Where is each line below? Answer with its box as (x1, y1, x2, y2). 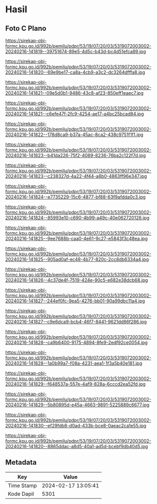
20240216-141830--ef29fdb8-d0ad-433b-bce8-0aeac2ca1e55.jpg (5, 423, 147, 428)
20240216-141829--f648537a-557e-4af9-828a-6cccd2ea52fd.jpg (5, 381, 146, 387)
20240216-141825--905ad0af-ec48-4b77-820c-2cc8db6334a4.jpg (5, 256, 149, 262)
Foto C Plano (5, 24, 47, 33)
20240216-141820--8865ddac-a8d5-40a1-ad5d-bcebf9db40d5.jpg (5, 444, 148, 449)
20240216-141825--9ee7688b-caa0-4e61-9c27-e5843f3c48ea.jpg (5, 235, 148, 242)
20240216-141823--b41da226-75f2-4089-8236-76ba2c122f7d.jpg (5, 152, 146, 158)
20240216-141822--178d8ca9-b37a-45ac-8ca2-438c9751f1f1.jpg (5, 132, 144, 138)
